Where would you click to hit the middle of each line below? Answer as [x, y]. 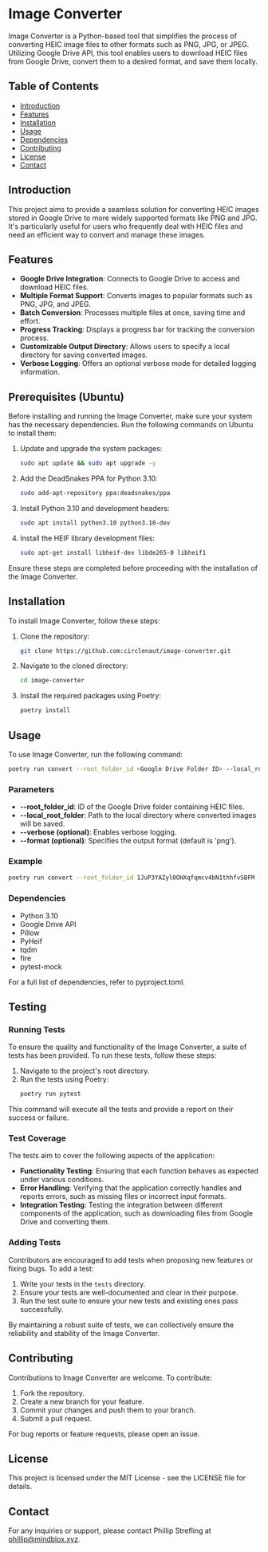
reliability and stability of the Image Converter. [84, 1333]
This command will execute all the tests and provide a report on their [121, 1110]
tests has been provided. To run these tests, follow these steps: [112, 1055]
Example [26, 862]
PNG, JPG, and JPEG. [55, 305]
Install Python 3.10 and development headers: [95, 508]
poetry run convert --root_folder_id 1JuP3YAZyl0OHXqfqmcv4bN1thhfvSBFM [132, 878]
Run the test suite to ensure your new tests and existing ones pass [129, 1301]
